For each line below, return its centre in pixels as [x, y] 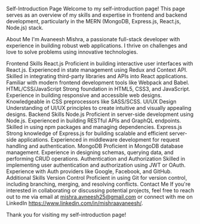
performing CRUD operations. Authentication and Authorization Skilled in [96, 159]
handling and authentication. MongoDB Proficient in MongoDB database [95, 146]
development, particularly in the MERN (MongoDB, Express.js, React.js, [93, 21]
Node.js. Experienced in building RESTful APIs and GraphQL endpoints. [94, 121]
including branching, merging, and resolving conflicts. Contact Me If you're [99, 184]
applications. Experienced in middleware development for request [99, 139]
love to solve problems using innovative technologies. [72, 52]
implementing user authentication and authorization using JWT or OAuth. [96, 165]
